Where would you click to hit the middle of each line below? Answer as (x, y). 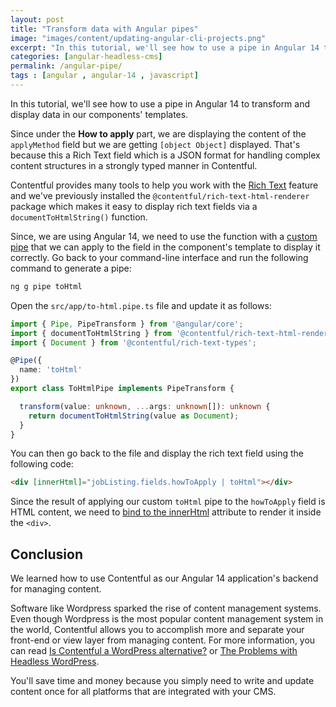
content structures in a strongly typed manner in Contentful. (134, 165)
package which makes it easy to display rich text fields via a (134, 206)
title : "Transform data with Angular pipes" (104, 29)
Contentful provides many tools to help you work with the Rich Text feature (164, 185)
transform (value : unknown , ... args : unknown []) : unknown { (145, 406)
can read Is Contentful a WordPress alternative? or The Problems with (154, 651)
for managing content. (56, 589)
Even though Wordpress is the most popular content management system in (167, 619)
